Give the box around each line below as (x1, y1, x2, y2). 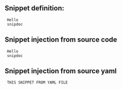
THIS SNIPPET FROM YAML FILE (7, 80, 68, 85)
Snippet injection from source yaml (5, 67, 117, 75)
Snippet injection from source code (5, 35, 117, 44)
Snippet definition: (5, 4, 65, 13)
